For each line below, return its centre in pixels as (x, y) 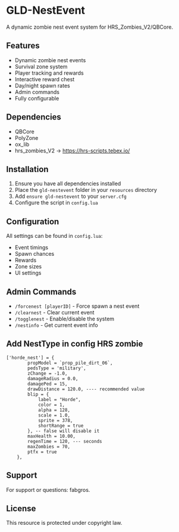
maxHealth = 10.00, (52, 436)
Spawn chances (34, 254)
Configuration (33, 221)
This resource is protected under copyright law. (64, 523)
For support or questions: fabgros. (48, 490)
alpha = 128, (54, 410)
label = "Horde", (59, 399)
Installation (27, 169)
